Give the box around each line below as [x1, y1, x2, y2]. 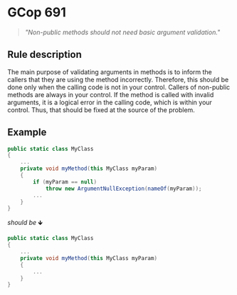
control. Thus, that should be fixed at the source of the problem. [7, 105, 196, 114]
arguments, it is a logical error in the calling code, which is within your [7, 98, 212, 106]
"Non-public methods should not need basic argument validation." [24, 28, 221, 36]
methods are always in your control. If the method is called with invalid [7, 90, 214, 99]
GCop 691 [7, 4, 66, 21]
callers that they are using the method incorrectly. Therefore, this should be [7, 75, 229, 84]
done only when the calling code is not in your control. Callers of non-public [7, 83, 231, 91]
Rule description [7, 49, 82, 61]
